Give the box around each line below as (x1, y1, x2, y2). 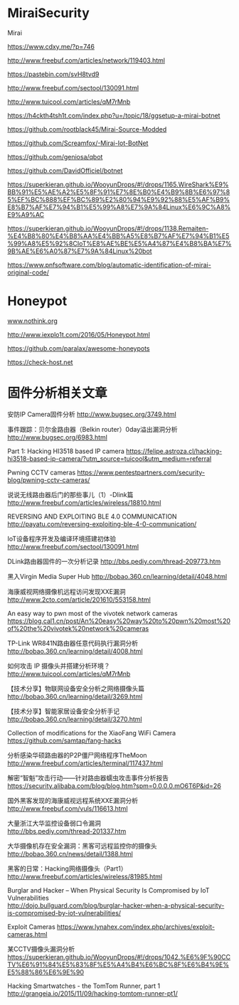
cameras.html (7, 930, 48, 938)
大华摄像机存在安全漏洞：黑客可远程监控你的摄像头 (7, 841, 157, 850)
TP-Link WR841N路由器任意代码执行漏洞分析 (7, 639, 139, 647)
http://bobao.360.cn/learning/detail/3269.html (7, 692, 143, 701)
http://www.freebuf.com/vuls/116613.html (7, 804, 128, 812)
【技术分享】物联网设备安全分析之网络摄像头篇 (7, 684, 144, 693)
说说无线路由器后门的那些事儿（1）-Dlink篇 (7, 490, 134, 499)
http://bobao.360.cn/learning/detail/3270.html (7, 715, 142, 723)
